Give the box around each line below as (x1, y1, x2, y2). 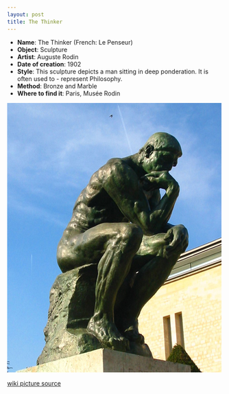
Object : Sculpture (16, 45, 68, 54)
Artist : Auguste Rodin (16, 52, 79, 61)
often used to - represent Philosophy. (16, 74, 123, 82)
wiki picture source (7, 379, 62, 387)
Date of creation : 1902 (16, 60, 82, 68)
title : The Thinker (7, 18, 63, 25)
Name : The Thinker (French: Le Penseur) (16, 38, 134, 46)
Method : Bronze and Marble (16, 82, 97, 90)
